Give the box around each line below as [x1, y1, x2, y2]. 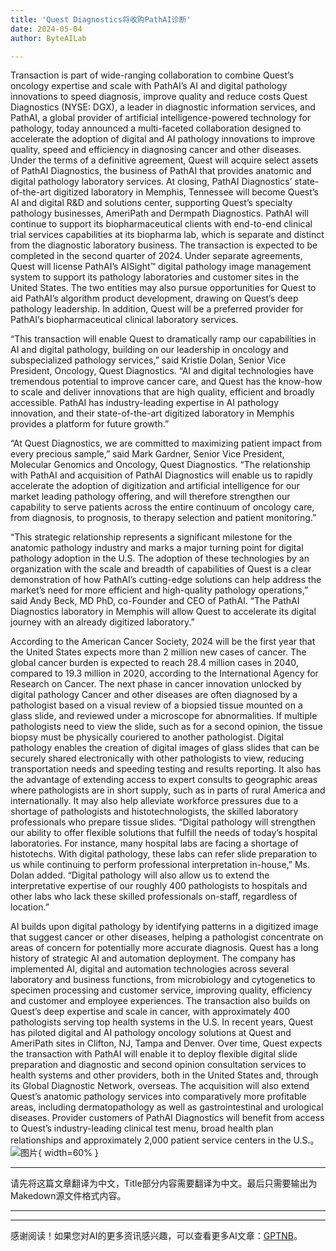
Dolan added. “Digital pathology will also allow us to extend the [10, 869, 270, 881]
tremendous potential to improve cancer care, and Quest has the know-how [10, 376, 323, 388]
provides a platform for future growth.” [10, 418, 170, 430]
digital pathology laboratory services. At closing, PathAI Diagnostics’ [10, 176, 293, 188]
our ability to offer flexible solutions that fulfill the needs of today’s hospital [10, 827, 318, 839]
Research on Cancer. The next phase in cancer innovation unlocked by [10, 678, 302, 690]
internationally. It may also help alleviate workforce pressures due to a [10, 795, 299, 807]
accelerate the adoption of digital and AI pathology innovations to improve [10, 133, 316, 145]
